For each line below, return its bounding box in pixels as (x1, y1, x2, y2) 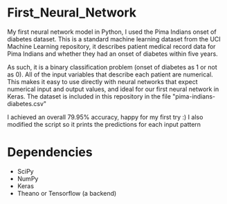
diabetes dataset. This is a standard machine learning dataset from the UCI (7, 34, 221, 43)
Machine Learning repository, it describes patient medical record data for (7, 42, 216, 50)
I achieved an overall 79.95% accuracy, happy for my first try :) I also (7, 112, 203, 121)
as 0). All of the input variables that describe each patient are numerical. (7, 70, 213, 79)
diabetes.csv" (7, 99, 47, 108)
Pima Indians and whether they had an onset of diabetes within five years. (7, 50, 218, 58)
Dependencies (7, 145, 93, 160)
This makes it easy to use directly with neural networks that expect (7, 77, 199, 85)
